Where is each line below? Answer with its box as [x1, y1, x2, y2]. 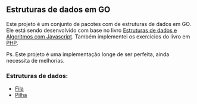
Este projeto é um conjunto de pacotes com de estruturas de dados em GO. [6, 20, 192, 27]
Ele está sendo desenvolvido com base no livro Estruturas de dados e [6, 27, 177, 34]
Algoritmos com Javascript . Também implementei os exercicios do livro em [6, 32, 190, 40]
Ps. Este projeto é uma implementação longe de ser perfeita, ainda [6, 50, 170, 58]
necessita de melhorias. [6, 57, 65, 64]
